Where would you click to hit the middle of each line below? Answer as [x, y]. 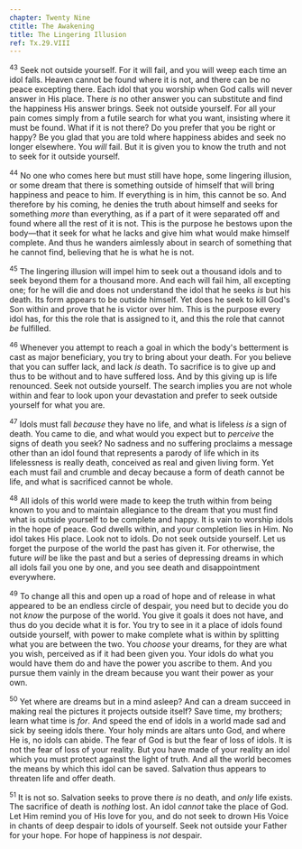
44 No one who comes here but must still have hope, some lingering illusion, [151, 174]
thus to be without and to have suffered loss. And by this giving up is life [143, 376]
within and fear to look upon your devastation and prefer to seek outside [143, 395]
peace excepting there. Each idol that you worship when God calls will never [151, 89]
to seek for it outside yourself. [64, 156]
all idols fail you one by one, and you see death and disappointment [135, 568]
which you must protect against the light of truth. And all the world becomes [151, 759]
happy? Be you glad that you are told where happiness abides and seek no [148, 137]
